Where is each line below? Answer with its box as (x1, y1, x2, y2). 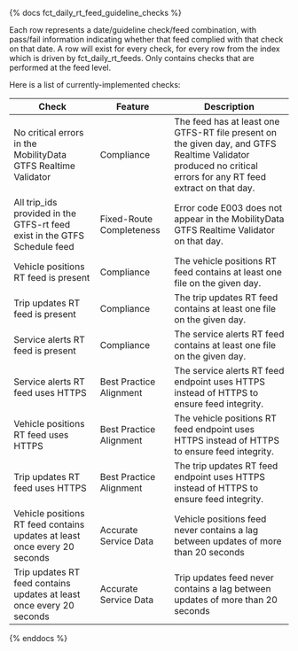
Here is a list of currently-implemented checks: (9, 80, 181, 89)
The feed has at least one (174, 115, 280, 128)
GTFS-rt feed (13, 219, 71, 230)
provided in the (13, 207, 77, 220)
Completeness (99, 224, 161, 236)
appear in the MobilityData (174, 213, 285, 225)
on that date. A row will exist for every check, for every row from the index (9, 43, 281, 54)
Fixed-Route (99, 213, 153, 225)
